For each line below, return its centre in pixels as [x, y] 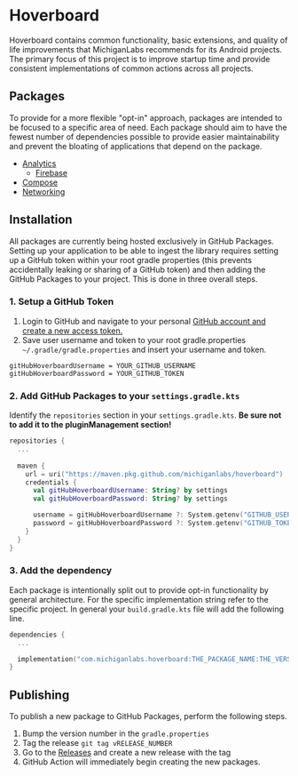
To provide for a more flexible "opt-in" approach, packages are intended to [146, 117]
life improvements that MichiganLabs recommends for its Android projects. [145, 49]
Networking [43, 191]
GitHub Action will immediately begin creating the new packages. [141, 762]
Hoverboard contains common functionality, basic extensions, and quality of [149, 40]
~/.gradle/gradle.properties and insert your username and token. [144, 349]
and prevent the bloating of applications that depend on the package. [136, 146]
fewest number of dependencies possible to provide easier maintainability [145, 136]
